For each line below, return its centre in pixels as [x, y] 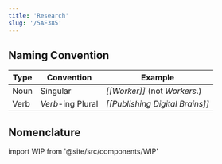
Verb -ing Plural [69, 104]
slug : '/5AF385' [35, 23]
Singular [56, 91]
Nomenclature [45, 132]
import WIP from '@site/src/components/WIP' [84, 151]
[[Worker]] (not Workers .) [154, 91]
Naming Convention [59, 55]
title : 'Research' [39, 16]
